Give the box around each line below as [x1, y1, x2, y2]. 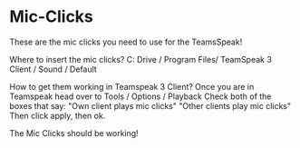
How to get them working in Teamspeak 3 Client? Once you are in [9, 81, 255, 92]
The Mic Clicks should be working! [9, 127, 139, 138]
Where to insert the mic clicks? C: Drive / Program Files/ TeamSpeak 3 [9, 54, 272, 64]
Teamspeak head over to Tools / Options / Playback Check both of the [9, 91, 272, 102]
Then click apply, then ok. [9, 110, 106, 121]
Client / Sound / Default [9, 64, 97, 74]
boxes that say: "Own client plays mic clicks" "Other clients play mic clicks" [9, 100, 292, 111]
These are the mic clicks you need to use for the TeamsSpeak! [9, 36, 243, 47]
